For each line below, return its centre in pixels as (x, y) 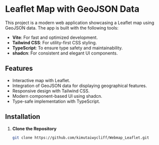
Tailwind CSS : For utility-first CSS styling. (54, 42)
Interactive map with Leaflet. (41, 80)
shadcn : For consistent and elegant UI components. (65, 53)
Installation (23, 117)
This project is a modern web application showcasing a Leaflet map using (80, 23)
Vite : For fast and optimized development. (55, 37)
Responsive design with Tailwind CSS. (51, 91)
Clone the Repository (34, 128)
